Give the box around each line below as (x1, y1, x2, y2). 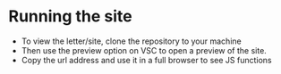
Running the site (8, 6, 133, 27)
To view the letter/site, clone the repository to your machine (21, 36, 243, 46)
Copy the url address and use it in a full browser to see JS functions (21, 54, 272, 65)
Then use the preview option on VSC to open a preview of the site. (21, 45, 268, 55)
